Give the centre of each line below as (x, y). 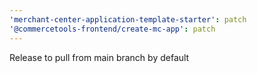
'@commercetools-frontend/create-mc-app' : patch (112, 29)
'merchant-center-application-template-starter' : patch (128, 19)
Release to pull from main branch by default (99, 57)
